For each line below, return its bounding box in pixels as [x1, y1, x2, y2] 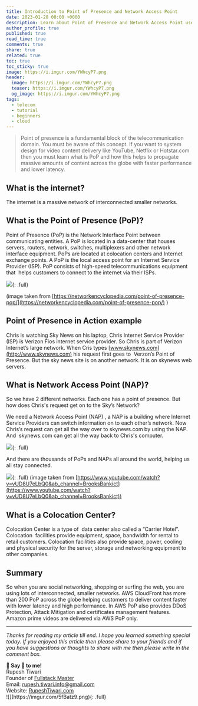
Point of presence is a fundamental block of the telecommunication [20, 134, 184, 142]
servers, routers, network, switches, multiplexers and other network [6, 244, 171, 251]
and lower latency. [20, 166, 65, 173]
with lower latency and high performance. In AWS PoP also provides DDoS [6, 602, 187, 609]
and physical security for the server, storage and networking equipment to [6, 544, 187, 551]
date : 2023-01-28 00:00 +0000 [6, 14, 81, 20]
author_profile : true [6, 25, 60, 31]
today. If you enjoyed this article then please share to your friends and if [6, 638, 182, 645]
